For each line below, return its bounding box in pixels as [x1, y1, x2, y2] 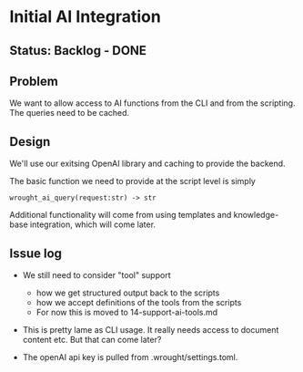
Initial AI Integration [9, 6, 161, 27]
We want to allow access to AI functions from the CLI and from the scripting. [9, 98, 296, 108]
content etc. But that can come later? [22, 335, 162, 346]
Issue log [9, 245, 62, 261]
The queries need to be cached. [9, 108, 130, 119]
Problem [9, 73, 59, 88]
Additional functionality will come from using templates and [9, 210, 232, 221]
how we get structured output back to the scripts [35, 287, 220, 298]
